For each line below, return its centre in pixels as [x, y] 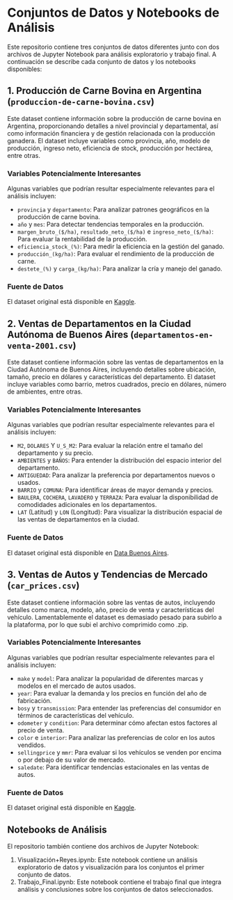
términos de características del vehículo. [75, 715]
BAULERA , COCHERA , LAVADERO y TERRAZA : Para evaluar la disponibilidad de [118, 497]
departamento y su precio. [55, 453]
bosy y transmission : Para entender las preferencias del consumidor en [119, 708]
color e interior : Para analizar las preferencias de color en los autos [116, 737]
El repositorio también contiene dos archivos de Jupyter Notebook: [103, 846]
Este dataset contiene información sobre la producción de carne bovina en [114, 118]
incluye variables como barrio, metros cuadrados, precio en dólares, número [117, 385]
